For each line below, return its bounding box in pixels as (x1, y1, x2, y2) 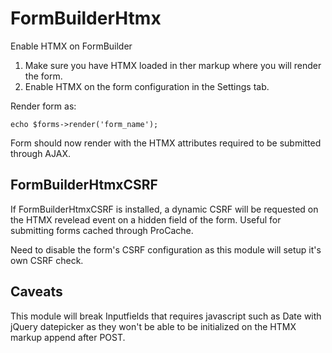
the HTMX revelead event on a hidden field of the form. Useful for (10, 213, 282, 226)
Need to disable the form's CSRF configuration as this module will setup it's (10, 243, 322, 256)
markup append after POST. (10, 331, 126, 343)
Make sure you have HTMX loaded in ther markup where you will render (24, 59, 322, 71)
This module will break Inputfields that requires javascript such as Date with (10, 310, 322, 322)
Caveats (10, 283, 63, 301)
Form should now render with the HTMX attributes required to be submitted (10, 137, 322, 149)
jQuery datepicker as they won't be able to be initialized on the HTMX (10, 320, 297, 332)
